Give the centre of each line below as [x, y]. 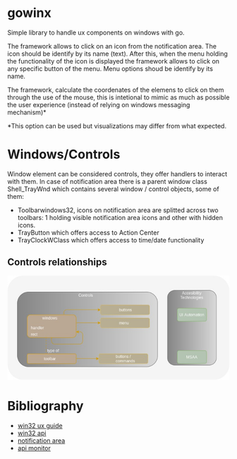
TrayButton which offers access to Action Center [89, 232]
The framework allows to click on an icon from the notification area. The [112, 46]
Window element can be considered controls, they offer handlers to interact [117, 173]
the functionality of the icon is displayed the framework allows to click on [114, 61]
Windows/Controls [64, 155]
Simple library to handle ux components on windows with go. [96, 32]
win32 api [32, 433]
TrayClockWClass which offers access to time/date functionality [111, 240]
